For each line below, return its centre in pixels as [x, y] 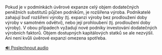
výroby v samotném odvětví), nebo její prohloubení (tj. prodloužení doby [78, 22]
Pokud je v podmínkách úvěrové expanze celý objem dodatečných [72, 7]
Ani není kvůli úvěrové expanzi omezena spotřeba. [56, 38]
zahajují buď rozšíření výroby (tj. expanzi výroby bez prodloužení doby [76, 17]
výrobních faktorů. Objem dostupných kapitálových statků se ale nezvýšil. [80, 33]
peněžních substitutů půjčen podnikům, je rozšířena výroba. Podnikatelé [78, 12]
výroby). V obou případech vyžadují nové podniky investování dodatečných [81, 28]
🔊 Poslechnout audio [27, 48]
